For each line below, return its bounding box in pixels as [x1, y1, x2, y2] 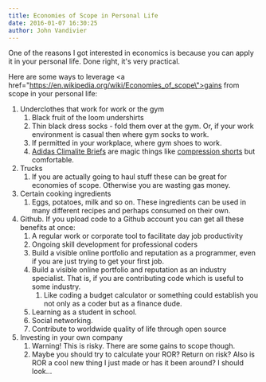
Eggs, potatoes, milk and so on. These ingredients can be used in [31, 197, 247, 207]
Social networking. [31, 316, 93, 325]
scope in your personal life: [8, 89, 98, 99]
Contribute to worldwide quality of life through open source [31, 324, 227, 334]
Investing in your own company [19, 333, 123, 342]
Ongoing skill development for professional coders [31, 240, 198, 249]
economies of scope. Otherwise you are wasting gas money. [31, 181, 231, 190]
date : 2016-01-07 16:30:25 [8, 19, 98, 27]
